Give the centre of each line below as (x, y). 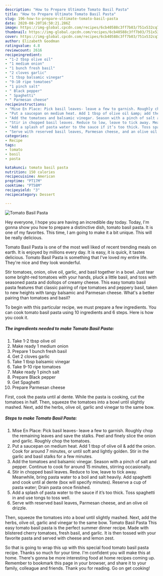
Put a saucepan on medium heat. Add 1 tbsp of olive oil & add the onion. (84, 446)
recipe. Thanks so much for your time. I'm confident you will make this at (78, 553)
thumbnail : (16, 32)
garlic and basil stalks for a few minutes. (52, 456)
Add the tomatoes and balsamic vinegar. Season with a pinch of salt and (84, 461)
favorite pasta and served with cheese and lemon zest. (60, 538)
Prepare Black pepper (34, 377)
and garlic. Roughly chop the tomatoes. (51, 441)
